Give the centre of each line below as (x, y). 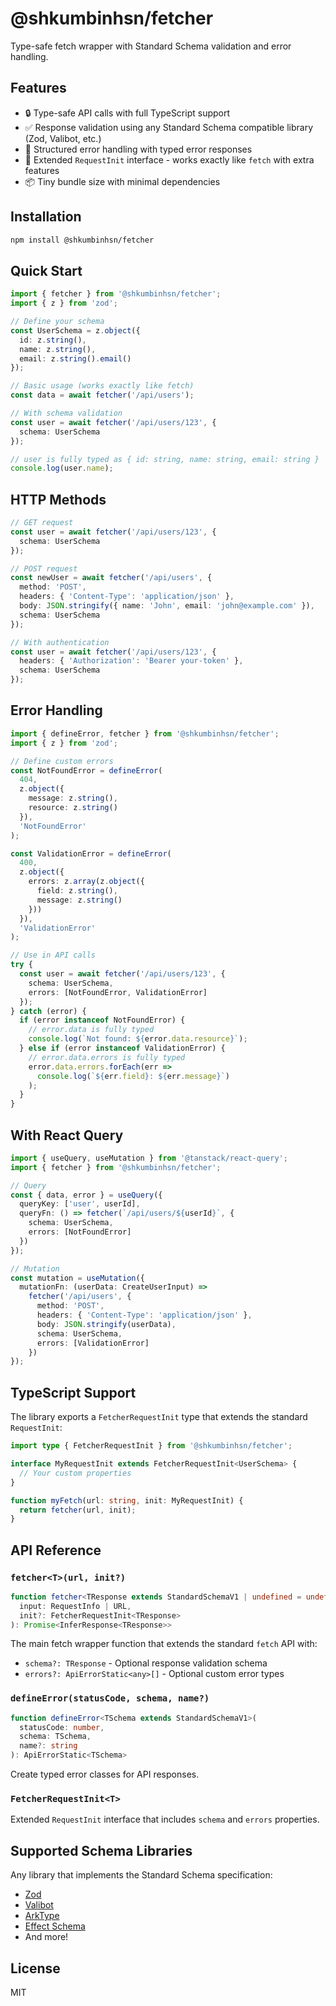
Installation (46, 217)
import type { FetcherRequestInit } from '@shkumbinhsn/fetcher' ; (151, 1446)
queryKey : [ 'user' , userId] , (80, 1204)
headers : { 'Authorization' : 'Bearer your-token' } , (131, 661)
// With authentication (60, 642)
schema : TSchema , (55, 1737)
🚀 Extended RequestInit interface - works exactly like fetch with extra (169, 159)
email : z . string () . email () (75, 358)
